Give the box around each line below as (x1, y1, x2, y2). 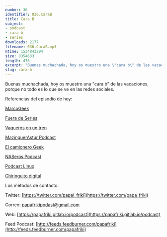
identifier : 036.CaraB (5, 12, 52, 17)
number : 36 (5, 7, 28, 12)
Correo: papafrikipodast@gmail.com (5, 202, 80, 208)
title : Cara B (5, 16, 35, 21)
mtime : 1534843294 (5, 49, 43, 54)
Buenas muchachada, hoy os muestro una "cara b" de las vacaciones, (5, 81, 149, 87)
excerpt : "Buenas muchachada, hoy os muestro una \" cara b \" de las (5, 63, 150, 68)
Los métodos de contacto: (5, 182, 59, 188)
